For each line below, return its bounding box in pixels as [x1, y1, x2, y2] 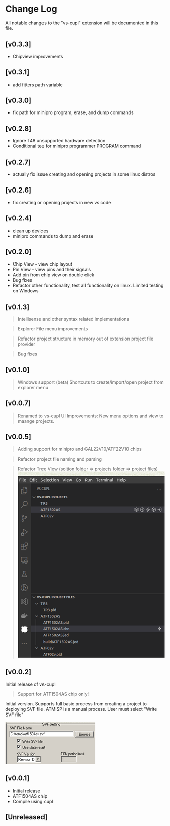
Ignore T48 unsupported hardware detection [12, 138, 106, 144]
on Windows [12, 288, 39, 294]
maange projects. [17, 418, 55, 424]
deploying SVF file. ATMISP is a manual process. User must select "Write [5, 706, 157, 712]
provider [17, 341, 35, 347]
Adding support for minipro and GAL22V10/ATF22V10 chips [17, 446, 142, 452]
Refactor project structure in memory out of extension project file [17, 335, 154, 342]
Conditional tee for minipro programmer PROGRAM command [12, 143, 141, 149]
